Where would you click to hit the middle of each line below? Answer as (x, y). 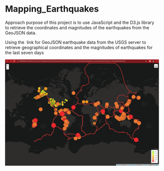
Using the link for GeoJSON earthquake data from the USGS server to (76, 42)
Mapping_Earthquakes (52, 9)
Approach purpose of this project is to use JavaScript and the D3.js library (80, 22)
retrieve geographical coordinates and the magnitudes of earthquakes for (79, 47)
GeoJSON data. (21, 33)
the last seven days (24, 53)
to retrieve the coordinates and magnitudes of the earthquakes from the (77, 27)
